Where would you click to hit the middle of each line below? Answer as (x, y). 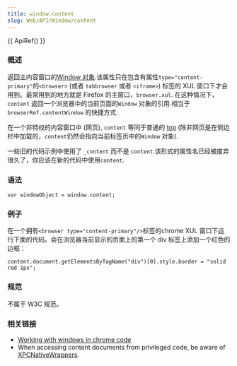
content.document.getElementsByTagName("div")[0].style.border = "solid (117, 262)
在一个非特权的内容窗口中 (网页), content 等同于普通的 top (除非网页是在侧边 (118, 127)
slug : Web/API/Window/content (52, 20)
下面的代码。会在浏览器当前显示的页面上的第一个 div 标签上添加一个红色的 (122, 240)
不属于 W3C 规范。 (35, 304)
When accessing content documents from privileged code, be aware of (121, 347)
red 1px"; (22, 268)
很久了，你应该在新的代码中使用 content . (66, 160)
